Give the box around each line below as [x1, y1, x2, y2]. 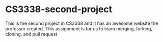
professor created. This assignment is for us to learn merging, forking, [5, 25, 153, 31]
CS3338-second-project [5, 4, 113, 15]
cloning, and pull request [5, 31, 58, 37]
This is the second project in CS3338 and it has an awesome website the [5, 20, 158, 26]
